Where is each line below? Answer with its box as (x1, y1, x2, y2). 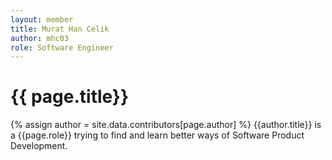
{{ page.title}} (10, 86, 130, 108)
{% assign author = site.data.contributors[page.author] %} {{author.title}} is (10, 119, 322, 131)
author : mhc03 (10, 33, 70, 43)
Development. (10, 140, 68, 152)
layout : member (10, 14, 74, 25)
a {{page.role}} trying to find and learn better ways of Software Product (10, 129, 305, 141)
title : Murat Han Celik (10, 24, 110, 34)
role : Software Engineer (10, 42, 114, 53)
